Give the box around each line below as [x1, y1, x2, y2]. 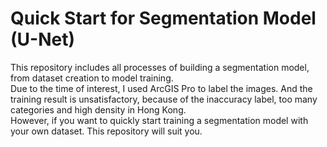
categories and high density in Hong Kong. [10, 103, 187, 116]
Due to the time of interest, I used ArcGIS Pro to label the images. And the [10, 82, 313, 94]
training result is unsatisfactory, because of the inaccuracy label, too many [10, 93, 318, 105]
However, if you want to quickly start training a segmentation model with [10, 114, 309, 126]
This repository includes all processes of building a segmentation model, [10, 61, 310, 73]
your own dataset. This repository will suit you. [10, 125, 203, 137]
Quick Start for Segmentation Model [10, 7, 317, 30]
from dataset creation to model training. [10, 72, 174, 84]
